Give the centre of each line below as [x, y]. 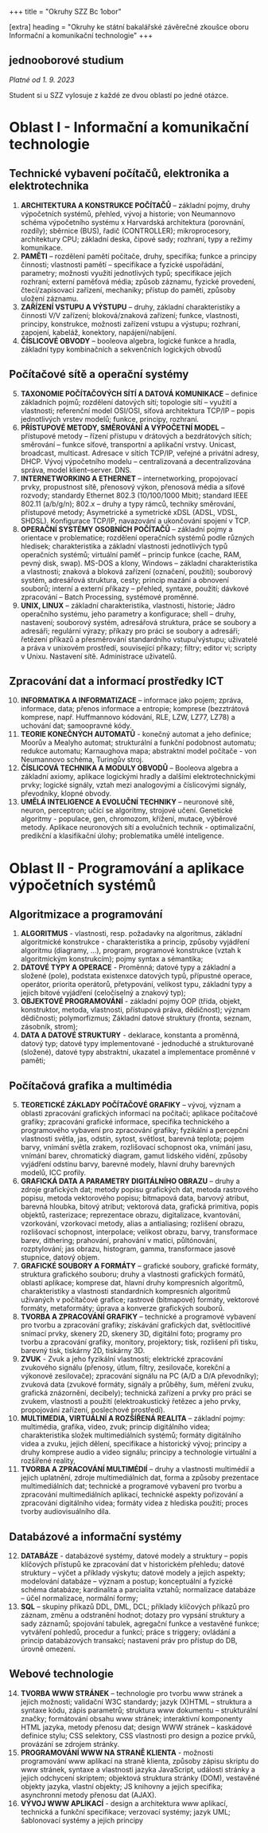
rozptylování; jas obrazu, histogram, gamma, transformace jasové [128, 1249]
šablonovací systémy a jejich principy [82, 1820]
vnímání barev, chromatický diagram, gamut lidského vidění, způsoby [134, 1156]
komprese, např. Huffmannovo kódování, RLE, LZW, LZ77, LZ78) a [128, 718]
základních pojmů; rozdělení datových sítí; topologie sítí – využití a [129, 402]
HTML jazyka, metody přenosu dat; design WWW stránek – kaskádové [136, 1727]
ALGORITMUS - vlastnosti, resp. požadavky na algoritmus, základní [131, 934]
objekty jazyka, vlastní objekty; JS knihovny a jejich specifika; [122, 1786]
